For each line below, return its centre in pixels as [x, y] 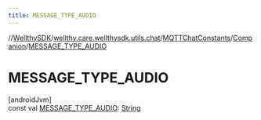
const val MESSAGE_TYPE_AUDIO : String [74, 107]
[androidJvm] [30, 100]
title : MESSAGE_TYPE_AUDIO [52, 15]
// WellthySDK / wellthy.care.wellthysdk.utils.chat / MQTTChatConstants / [121, 38]
